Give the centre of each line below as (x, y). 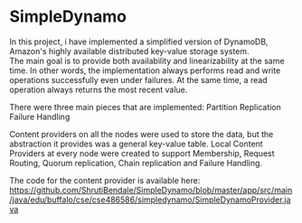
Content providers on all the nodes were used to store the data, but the (142, 134)
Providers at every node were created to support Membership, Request (142, 153)
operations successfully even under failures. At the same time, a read (139, 79)
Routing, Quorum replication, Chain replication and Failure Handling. (136, 163)
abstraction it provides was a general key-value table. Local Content (137, 144)
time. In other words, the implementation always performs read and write (145, 70)
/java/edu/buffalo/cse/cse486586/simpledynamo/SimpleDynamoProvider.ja (150, 200)
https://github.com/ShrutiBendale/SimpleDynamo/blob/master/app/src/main (151, 190)
